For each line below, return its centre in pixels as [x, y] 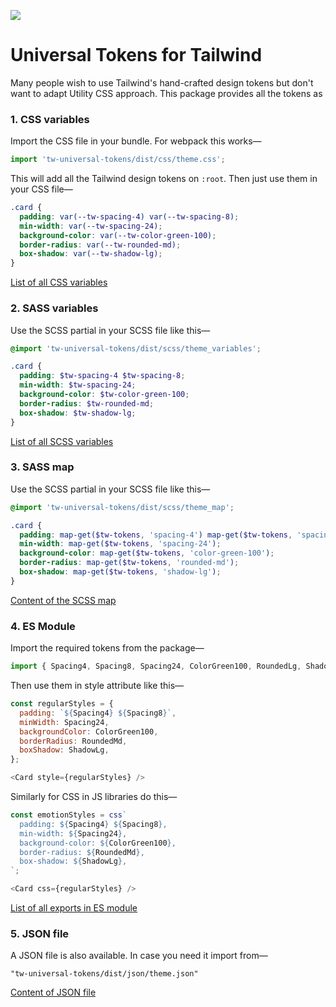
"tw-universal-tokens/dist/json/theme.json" [104, 974]
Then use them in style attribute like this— [97, 685]
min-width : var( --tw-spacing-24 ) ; [91, 226]
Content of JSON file [53, 992]
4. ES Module [43, 626]
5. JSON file [40, 933]
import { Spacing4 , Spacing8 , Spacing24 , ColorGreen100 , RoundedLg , [156, 666]
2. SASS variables [54, 308]
